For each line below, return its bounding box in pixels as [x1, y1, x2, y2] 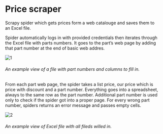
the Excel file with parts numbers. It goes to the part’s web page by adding [5, 40, 156, 45]
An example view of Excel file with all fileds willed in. [5, 123, 112, 129]
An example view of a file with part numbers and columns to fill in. [5, 66, 140, 72]
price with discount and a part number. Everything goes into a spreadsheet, [5, 87, 159, 92]
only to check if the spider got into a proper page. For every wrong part [5, 97, 150, 103]
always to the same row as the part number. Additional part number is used [5, 92, 158, 98]
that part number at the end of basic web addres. [5, 45, 105, 51]
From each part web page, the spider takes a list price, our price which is [5, 82, 154, 88]
